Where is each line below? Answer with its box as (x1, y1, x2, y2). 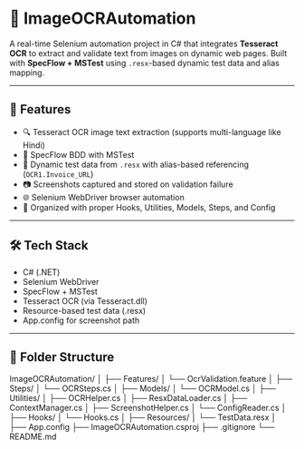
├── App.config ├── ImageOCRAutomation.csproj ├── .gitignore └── (9, 422, 275, 433)
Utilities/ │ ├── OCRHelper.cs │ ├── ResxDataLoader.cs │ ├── (9, 393, 248, 404)
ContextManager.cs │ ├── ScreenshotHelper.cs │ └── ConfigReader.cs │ (9, 403, 287, 414)
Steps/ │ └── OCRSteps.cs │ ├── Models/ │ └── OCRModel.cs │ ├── (9, 383, 276, 394)
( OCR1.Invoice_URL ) (22, 168, 94, 180)
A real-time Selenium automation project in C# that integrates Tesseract (9, 38, 279, 49)
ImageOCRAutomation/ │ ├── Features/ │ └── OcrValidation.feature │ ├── (9, 374, 293, 385)
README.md (9, 431, 57, 443)
